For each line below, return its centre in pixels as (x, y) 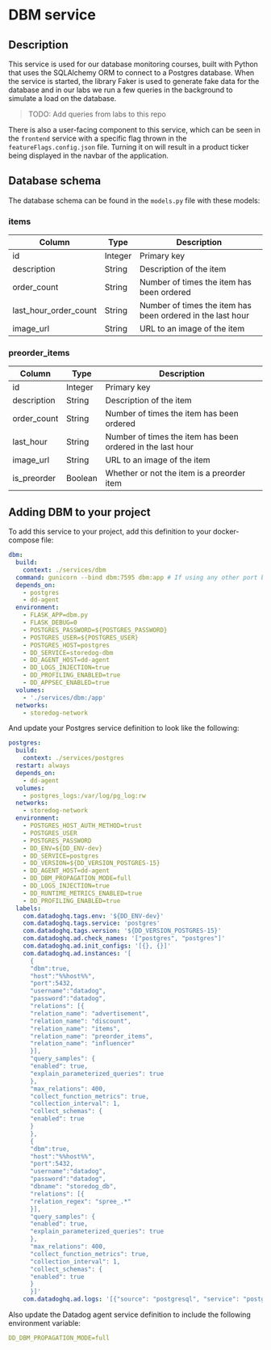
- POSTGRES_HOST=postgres (67, 645)
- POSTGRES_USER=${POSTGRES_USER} (81, 637)
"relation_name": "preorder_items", (91, 1036)
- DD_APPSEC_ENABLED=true (67, 683)
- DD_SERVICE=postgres (61, 856)
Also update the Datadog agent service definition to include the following (130, 1314)
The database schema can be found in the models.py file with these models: (134, 200)
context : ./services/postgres (74, 758)
